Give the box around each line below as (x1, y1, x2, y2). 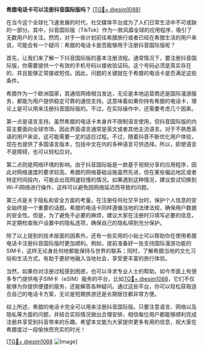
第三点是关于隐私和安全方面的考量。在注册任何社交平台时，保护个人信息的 (6, 197, 192, 203)
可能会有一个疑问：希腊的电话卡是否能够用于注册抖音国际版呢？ (16, 42, 176, 48)
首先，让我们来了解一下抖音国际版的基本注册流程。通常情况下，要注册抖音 (6, 54, 192, 61)
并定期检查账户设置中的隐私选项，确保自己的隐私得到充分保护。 (6, 219, 165, 226)
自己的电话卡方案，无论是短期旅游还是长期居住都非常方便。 (11, 290, 160, 297)
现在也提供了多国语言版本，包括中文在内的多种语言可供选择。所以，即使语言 (6, 140, 197, 148)
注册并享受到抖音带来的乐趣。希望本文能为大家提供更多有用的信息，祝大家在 (6, 318, 197, 326)
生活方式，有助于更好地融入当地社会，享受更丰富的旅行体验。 (16, 255, 170, 262)
